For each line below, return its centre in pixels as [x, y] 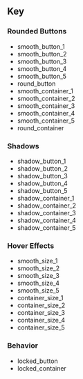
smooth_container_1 [45, 91]
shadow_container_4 [46, 220]
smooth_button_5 [42, 76]
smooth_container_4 [46, 113]
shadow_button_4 [42, 183]
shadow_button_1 [41, 161]
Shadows [23, 146]
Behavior [22, 346]
